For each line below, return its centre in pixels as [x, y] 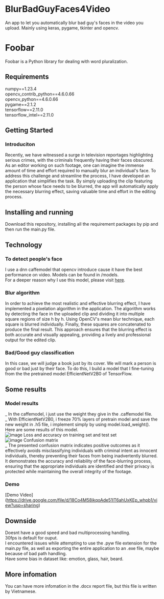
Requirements [27, 77]
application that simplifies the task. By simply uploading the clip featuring [79, 181]
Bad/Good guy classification [40, 353]
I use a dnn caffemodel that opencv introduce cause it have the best [74, 270]
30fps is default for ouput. [31, 538]
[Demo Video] [19, 495]
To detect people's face [34, 259]
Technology [24, 245]
